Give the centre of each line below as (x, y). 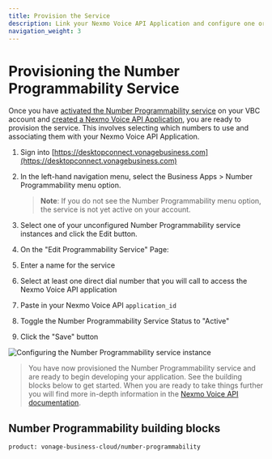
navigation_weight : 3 (45, 31)
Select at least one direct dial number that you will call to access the (134, 281)
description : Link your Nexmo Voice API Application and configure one (132, 24)
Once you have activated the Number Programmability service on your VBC (134, 111)
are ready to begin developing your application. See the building (135, 377)
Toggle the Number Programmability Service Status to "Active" (125, 321)
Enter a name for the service (68, 265)
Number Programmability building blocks (115, 428)
